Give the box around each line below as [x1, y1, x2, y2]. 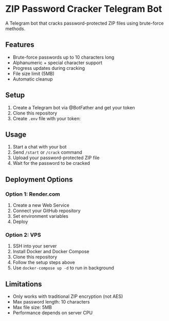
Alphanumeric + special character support [12, 60, 103, 66]
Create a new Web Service [12, 202, 69, 209]
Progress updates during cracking [12, 65, 85, 71]
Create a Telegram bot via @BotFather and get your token [12, 104, 135, 110]
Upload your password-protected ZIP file [12, 155, 100, 161]
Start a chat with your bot [12, 144, 67, 150]
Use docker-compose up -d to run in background [12, 265, 115, 271]
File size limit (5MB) [12, 70, 55, 77]
